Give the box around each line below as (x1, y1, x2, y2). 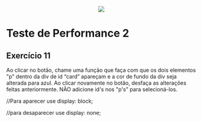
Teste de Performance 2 (6, 27, 130, 40)
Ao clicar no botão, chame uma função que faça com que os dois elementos (6, 66, 196, 74)
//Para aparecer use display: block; (6, 97, 93, 104)
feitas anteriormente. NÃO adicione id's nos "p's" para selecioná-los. (6, 86, 178, 93)
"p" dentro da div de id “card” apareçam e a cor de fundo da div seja (6, 73, 177, 80)
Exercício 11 (6, 50, 51, 60)
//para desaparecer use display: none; (6, 109, 101, 116)
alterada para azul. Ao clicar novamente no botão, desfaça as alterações (6, 79, 187, 86)
